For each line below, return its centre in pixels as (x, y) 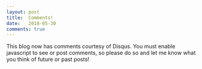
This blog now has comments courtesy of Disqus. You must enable (91, 46)
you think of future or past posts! (48, 59)
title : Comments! (30, 18)
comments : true (26, 29)
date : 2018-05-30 (31, 23)
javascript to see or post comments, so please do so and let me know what (101, 53)
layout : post (23, 12)
